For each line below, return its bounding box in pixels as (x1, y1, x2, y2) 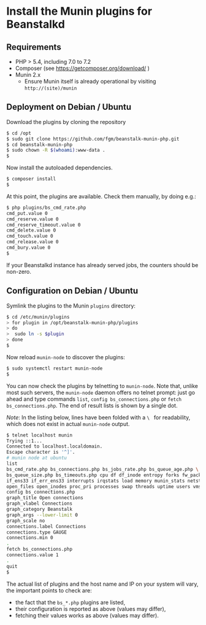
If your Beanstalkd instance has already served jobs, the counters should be (6, 261, 199, 268)
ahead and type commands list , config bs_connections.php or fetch (6, 395, 182, 403)
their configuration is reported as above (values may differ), (15, 605, 166, 612)
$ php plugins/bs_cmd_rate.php (6, 204, 86, 211)
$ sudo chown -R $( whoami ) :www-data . (6, 147, 105, 153)
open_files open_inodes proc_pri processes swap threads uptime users (6, 483, 191, 489)
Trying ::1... (6, 438, 43, 444)
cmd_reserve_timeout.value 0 (6, 222, 81, 228)
